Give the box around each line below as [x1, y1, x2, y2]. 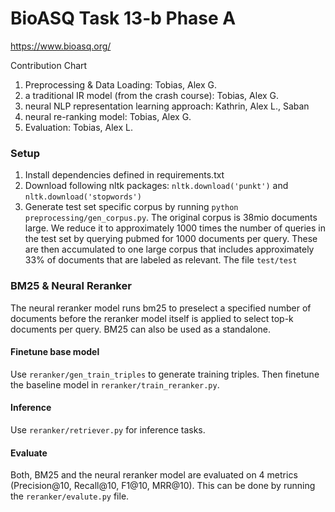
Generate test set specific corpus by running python [24, 201, 239, 213]
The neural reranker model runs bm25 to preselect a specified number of [10, 302, 312, 314]
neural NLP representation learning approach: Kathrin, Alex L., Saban [24, 100, 310, 112]
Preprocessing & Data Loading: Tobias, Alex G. [24, 78, 218, 91]
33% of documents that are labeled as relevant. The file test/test [24, 254, 298, 266]
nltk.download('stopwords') [24, 192, 142, 202]
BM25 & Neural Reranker [10, 279, 132, 293]
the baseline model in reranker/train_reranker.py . [10, 378, 220, 391]
